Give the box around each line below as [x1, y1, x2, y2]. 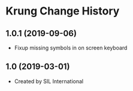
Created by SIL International [14, 77, 84, 85]
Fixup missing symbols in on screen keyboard [14, 44, 128, 51]
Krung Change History [5, 4, 120, 18]
